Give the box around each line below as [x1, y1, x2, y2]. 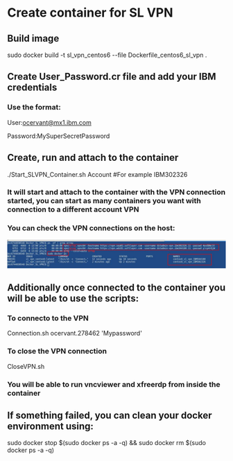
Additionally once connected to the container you [7, 282, 226, 294]
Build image [7, 33, 60, 44]
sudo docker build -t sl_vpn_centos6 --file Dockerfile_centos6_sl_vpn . [7, 51, 207, 59]
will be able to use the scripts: [7, 293, 139, 304]
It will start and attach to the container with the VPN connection [7, 187, 226, 197]
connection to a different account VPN [7, 205, 139, 214]
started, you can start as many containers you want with [7, 196, 201, 206]
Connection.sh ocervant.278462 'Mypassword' [7, 329, 142, 338]
